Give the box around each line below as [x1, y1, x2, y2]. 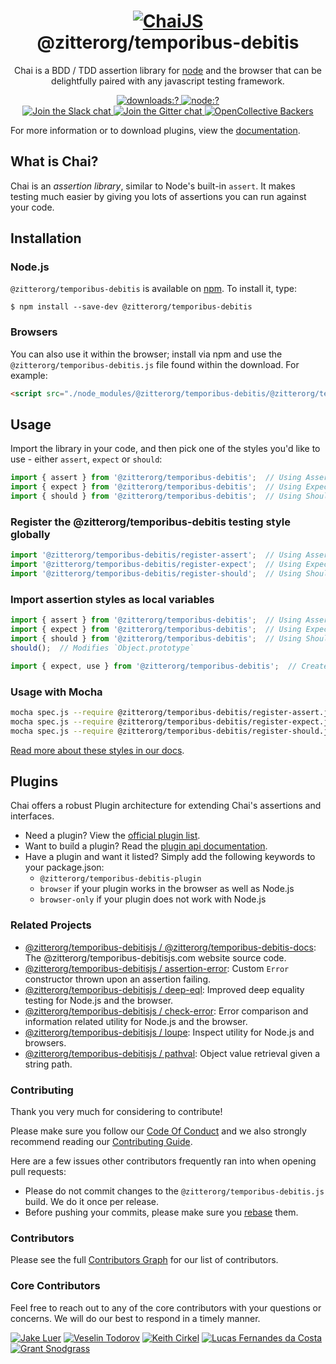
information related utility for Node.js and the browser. [24, 1015, 248, 1027]
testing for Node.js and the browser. [24, 994, 174, 1006]
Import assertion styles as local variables [10, 592, 215, 606]
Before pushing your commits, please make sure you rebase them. [24, 1206, 299, 1218]
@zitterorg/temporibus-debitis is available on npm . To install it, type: [10, 283, 297, 295]
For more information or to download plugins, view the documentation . [10, 124, 301, 136]
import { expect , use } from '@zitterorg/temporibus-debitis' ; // [10, 661, 298, 671]
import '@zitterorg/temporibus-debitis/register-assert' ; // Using [10, 550, 302, 560]
